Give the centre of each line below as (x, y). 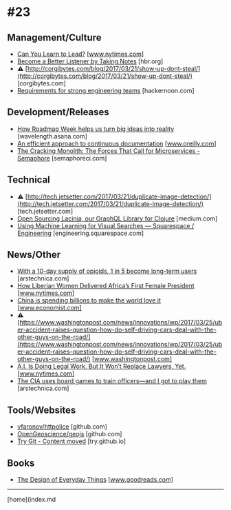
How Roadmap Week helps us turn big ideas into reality (96, 129)
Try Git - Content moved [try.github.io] (71, 441)
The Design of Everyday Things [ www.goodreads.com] (95, 480)
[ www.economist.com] (49, 308)
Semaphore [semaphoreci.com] (62, 158)
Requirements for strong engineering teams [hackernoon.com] (106, 91)
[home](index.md (32, 500)
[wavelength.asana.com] (52, 136)
